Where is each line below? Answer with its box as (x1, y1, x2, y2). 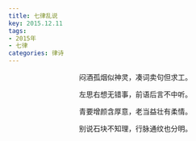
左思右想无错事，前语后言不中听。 (79, 89, 192, 99)
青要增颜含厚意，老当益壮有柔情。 (79, 106, 192, 116)
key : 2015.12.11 (8, 19, 63, 27)
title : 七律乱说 (8, 11, 58, 20)
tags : (8, 27, 27, 35)
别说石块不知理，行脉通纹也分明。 (79, 124, 192, 133)
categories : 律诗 (8, 49, 65, 57)
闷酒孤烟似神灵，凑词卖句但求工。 (79, 73, 192, 81)
